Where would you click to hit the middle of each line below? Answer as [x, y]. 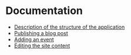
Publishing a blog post [41, 33]
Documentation [44, 11]
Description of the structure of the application [69, 27]
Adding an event [34, 39]
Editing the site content [42, 46]
